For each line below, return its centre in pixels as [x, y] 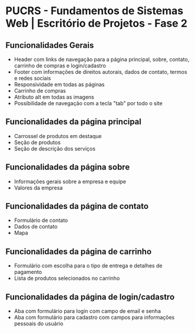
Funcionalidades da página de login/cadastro [90, 297]
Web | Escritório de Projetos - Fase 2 [97, 23]
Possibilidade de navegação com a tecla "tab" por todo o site [88, 103]
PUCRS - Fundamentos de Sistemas [95, 11]
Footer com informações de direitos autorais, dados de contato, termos [100, 72]
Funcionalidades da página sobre [68, 167]
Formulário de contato [41, 220]
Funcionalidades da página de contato [77, 206]
